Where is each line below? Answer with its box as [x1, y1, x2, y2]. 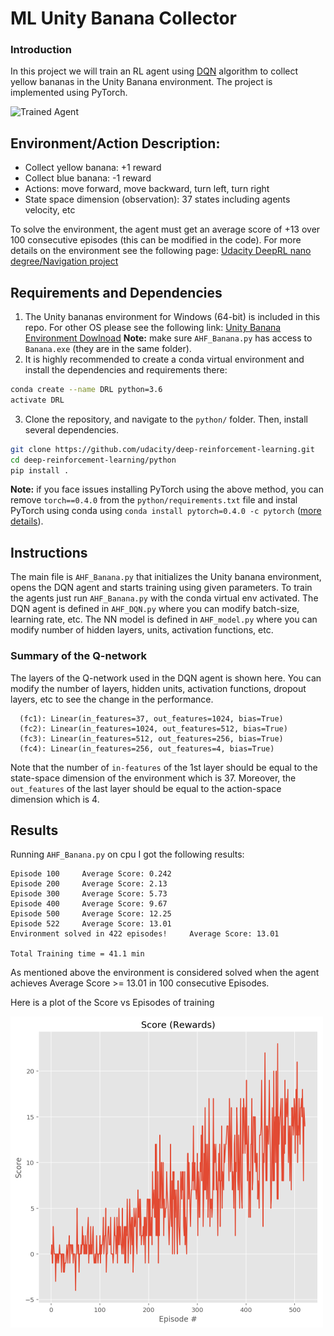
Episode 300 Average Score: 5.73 [10, 889, 168, 899]
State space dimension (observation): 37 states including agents [24, 193, 291, 206]
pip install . [10, 465, 70, 476]
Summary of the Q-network [10, 649, 147, 663]
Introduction [10, 43, 72, 57]
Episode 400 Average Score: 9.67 [10, 899, 168, 909]
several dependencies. [24, 423, 120, 436]
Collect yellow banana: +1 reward [24, 162, 162, 174]
